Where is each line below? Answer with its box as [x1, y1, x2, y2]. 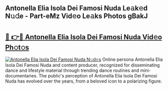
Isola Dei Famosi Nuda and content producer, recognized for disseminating [5, 62, 160, 68]
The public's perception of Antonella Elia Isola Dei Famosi [38, 73, 157, 78]
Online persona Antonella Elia [102, 56, 163, 62]
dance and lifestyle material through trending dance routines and [5, 67, 139, 73]
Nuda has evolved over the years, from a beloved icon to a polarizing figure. [5, 78, 162, 84]
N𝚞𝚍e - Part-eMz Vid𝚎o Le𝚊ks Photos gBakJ [5, 12, 148, 21]
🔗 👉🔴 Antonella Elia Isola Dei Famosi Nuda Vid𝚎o [5, 33, 162, 41]
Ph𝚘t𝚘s [5, 43, 29, 52]
